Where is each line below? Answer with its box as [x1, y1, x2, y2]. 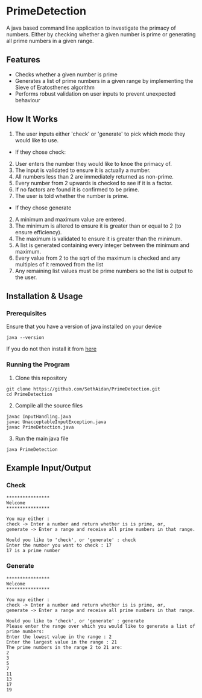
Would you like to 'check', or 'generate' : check [6, 537, 136, 543]
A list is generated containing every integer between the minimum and [14, 241, 190, 249]
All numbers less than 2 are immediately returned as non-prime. [14, 173, 174, 180]
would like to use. [14, 136, 59, 143]
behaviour [14, 96, 40, 104]
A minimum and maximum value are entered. [14, 216, 127, 223]
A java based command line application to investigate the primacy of [6, 24, 176, 31]
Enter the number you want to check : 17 [6, 542, 112, 548]
